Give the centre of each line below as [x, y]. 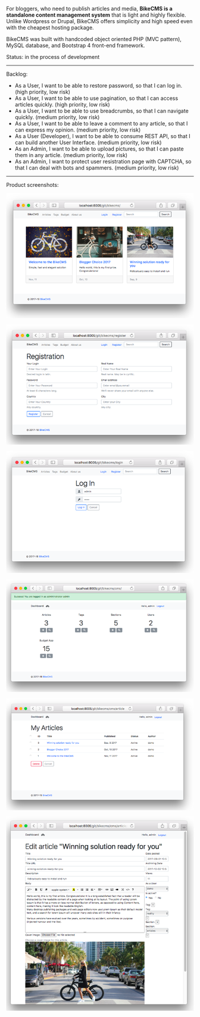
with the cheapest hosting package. [50, 27]
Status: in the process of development [53, 57]
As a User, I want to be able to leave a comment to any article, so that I [101, 123]
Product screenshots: [32, 185]
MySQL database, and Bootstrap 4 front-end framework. [76, 45]
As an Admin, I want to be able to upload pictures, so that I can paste [99, 149]
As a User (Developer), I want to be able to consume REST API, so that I [102, 136]
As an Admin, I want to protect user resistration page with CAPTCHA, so [103, 161]
